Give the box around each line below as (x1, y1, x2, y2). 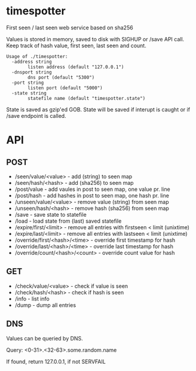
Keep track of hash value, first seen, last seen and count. (6, 42, 146, 49)
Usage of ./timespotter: (6, 53, 68, 59)
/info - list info (14, 295, 50, 302)
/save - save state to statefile (14, 211, 87, 218)
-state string (11, 90, 47, 96)
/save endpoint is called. (6, 112, 67, 119)
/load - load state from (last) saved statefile (14, 217, 122, 224)
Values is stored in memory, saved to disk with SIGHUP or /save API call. (6, 35, 185, 42)
